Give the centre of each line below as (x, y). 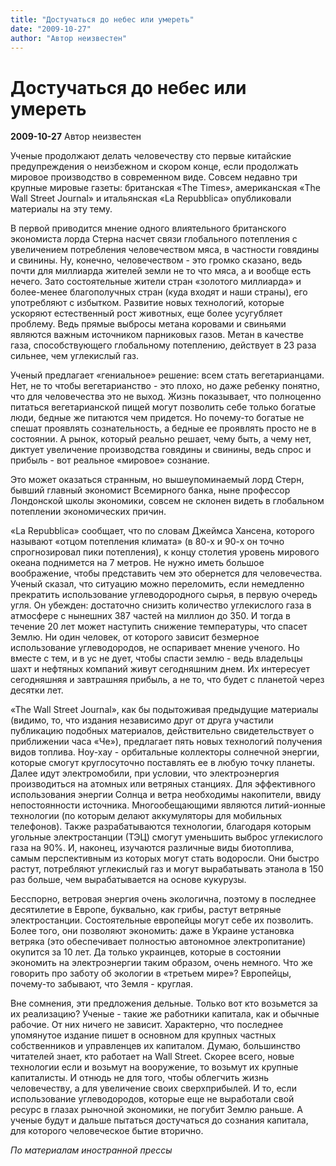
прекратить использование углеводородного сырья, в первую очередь (164, 595)
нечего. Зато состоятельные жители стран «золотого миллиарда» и (156, 282)
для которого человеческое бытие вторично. (107, 1131)
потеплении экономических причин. (88, 512)
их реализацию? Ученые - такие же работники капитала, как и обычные (165, 1014)
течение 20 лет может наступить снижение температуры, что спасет (159, 627)
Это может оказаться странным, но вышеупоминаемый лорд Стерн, (157, 480)
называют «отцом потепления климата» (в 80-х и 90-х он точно (147, 542)
